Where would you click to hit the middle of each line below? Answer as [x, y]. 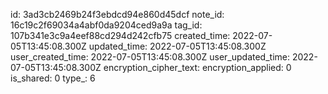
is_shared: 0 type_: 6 [53, 78]
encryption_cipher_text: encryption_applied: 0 [197, 67]
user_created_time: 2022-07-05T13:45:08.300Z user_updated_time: [150, 57]
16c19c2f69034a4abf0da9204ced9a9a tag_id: [106, 25]
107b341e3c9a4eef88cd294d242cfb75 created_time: [120, 35]
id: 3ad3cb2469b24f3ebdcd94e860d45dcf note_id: [117, 14]
